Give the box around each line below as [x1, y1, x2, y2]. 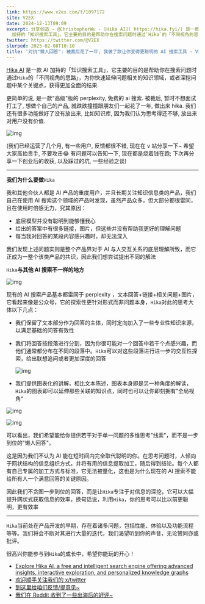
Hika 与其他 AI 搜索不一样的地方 [6, 266, 84, 273]
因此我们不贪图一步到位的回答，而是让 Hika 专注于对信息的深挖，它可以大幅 [6, 487, 194, 495]
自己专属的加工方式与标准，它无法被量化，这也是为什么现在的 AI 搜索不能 [11, 467, 196, 475]
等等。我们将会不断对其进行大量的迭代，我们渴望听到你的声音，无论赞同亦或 [6, 529, 199, 537]
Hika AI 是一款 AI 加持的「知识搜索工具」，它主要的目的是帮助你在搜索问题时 [6, 66, 197, 73]
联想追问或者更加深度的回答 [36, 354, 107, 362]
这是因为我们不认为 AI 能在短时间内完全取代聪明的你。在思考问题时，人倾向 [6, 452, 196, 459]
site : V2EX [6, 15, 34, 21]
